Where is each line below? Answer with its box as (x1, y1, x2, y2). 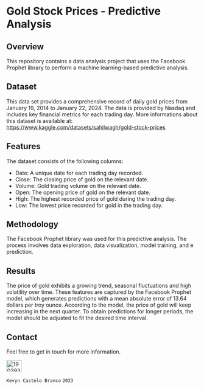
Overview (6, 41, 44, 52)
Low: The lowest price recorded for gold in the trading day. (15, 201, 163, 209)
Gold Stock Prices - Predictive (6, 4, 161, 18)
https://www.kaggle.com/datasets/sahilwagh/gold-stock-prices (6, 124, 166, 131)
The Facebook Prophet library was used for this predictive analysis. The (6, 235, 187, 243)
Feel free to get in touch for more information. (6, 348, 121, 355)
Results (6, 266, 36, 276)
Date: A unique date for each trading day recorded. (15, 169, 144, 176)
